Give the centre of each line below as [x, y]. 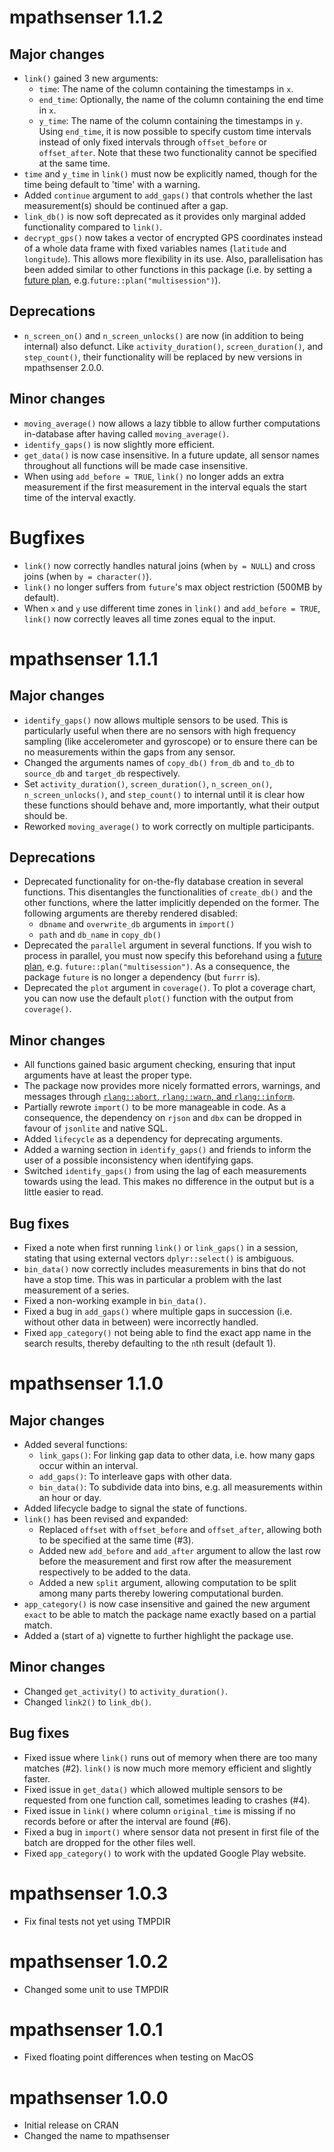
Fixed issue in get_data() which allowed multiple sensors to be [153, 1789]
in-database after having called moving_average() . [126, 433]
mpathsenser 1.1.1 [84, 658]
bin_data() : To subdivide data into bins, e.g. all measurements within [180, 1487]
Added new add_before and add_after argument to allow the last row [179, 1550]
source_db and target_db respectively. [102, 773]
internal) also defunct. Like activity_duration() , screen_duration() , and [173, 346]
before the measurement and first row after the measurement [165, 1561]
